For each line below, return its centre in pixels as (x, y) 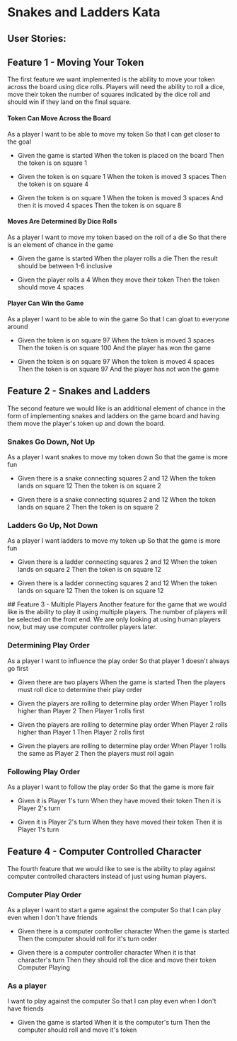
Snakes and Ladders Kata (84, 12)
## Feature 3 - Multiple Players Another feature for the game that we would (117, 604)
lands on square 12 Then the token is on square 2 (89, 486)
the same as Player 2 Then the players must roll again (96, 753)
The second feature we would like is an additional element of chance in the (116, 408)
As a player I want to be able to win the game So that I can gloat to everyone (118, 319)
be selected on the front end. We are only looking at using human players (114, 619)
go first (18, 668)
